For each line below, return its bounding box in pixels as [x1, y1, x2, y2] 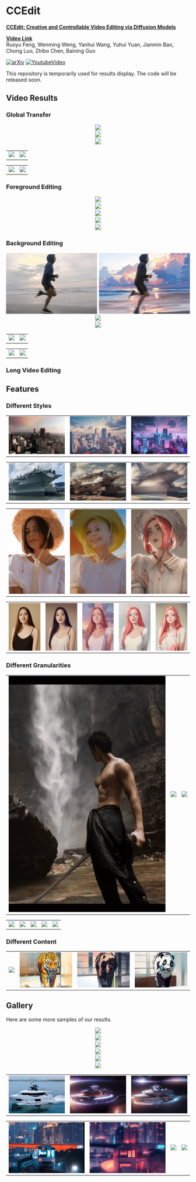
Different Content [6, 937, 57, 945]
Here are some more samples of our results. [6, 1016, 112, 1023]
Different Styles [6, 402, 52, 410]
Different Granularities [6, 661, 71, 669]
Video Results [6, 93, 58, 103]
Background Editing [6, 239, 63, 247]
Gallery [6, 1000, 33, 1010]
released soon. [6, 76, 42, 83]
